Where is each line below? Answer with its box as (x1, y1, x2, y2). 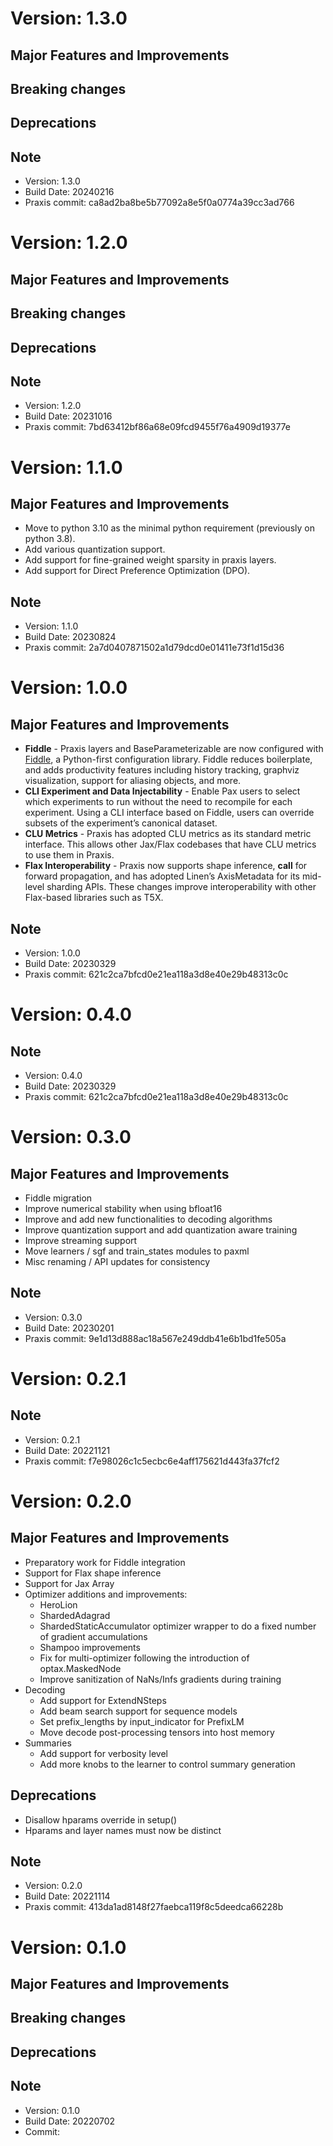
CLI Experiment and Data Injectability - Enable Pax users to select (24, 785, 301, 797)
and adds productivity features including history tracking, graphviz (24, 764, 300, 776)
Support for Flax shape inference (24, 1567, 162, 1579)
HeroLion (39, 1598, 78, 1611)
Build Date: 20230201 (24, 1322, 115, 1334)
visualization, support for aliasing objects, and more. (24, 775, 242, 787)
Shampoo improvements (39, 1641, 141, 1653)
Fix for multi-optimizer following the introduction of (39, 1652, 250, 1664)
